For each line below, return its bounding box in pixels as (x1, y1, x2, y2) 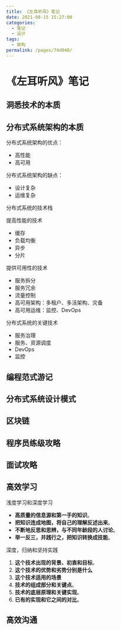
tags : (6, 36, 19, 42)
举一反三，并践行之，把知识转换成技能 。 (14, 533, 113, 540)
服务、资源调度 (14, 339, 51, 346)
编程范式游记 (6, 372, 53, 382)
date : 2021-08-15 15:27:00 (6, 14, 73, 20)
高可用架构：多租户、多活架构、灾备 (14, 299, 103, 306)
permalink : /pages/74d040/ (6, 47, 73, 53)
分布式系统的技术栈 (6, 204, 53, 211)
